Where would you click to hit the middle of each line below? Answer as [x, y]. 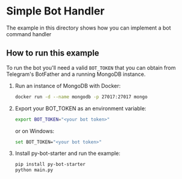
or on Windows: [35, 131]
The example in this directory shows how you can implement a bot [89, 28]
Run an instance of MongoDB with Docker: [68, 86]
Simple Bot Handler [55, 11]
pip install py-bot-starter [50, 165]
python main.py [34, 170]
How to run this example [53, 53]
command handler [29, 34]
